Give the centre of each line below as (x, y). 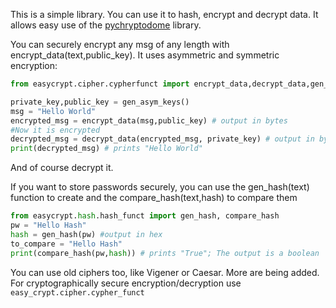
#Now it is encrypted (55, 130)
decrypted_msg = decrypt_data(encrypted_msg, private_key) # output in (162, 139)
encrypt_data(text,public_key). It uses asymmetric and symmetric (145, 55)
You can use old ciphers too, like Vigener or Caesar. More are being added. (165, 272)
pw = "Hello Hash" (48, 225)
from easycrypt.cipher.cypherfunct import (100, 84)
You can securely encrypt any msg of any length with (120, 44)
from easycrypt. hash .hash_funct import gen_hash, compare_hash (145, 216)
